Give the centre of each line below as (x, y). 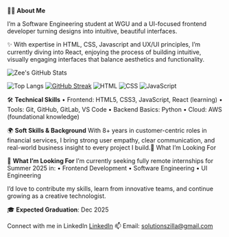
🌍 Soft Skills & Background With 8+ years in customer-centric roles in (107, 130)
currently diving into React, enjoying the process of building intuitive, (104, 52)
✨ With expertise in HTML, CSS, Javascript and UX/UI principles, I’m (104, 44)
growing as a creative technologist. (57, 196)
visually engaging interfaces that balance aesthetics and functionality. (106, 59)
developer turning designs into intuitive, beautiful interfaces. (92, 31)
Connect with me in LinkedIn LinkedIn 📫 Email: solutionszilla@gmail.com (110, 226)
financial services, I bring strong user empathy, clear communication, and (111, 140)
